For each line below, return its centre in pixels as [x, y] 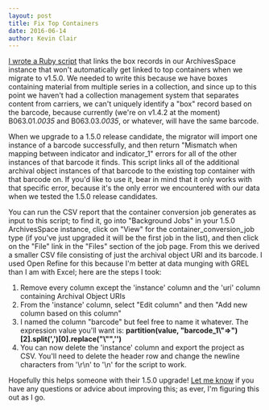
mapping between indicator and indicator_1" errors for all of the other [123, 154]
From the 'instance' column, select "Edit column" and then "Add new [134, 305]
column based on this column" [71, 313]
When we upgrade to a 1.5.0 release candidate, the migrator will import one [133, 137]
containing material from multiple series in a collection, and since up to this [132, 87]
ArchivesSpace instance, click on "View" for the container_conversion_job [132, 230]
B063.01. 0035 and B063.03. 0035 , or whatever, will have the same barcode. [134, 121]
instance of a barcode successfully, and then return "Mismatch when [123, 145]
